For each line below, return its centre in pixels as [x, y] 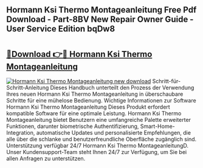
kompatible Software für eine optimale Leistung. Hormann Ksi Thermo [94, 113]
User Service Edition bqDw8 [61, 29]
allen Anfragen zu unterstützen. [46, 158]
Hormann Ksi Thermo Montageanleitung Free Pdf [101, 10]
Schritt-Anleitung [28, 88]
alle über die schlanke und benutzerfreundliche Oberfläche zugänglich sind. [101, 139]
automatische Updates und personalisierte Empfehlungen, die [114, 133]
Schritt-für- [167, 81]
